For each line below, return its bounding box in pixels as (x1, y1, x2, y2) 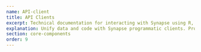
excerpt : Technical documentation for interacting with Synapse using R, (6, 20, 194, 26)
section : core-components (6, 31, 71, 37)
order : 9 (6, 36, 28, 42)
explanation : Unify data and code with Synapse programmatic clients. (6, 25, 186, 32)
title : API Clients (6, 14, 55, 20)
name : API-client (6, 8, 50, 15)
